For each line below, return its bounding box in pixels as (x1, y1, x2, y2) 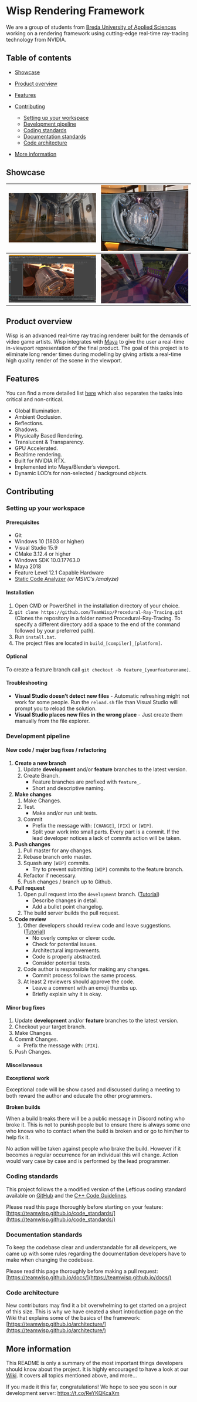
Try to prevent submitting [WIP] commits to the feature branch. (32, 866, 184, 873)
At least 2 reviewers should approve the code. (23, 978, 135, 985)
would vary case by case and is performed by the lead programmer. (6, 1158, 170, 1165)
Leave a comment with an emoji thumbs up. (32, 984, 138, 991)
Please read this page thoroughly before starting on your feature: (6, 1203, 163, 1211)
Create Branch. (23, 772, 60, 779)
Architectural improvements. (32, 947, 101, 954)
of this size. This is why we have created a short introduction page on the (6, 1308, 184, 1315)
